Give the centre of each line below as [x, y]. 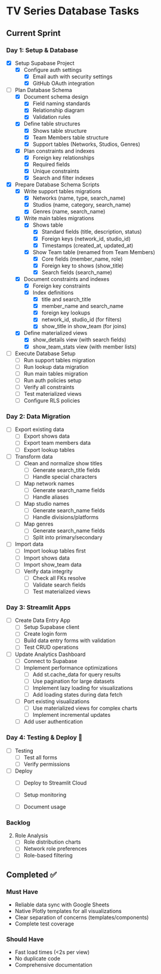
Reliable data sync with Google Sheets [62, 905]
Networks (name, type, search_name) [79, 198]
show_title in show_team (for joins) [84, 326]
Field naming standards [61, 103]
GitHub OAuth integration [64, 83]
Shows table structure [60, 130]
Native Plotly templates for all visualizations [68, 911]
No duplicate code [38, 958]
